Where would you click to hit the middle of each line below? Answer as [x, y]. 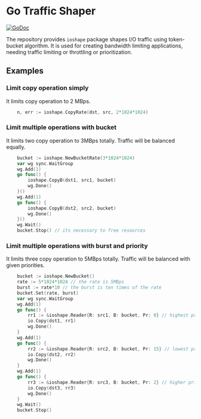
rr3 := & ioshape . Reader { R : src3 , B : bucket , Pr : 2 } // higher [107, 382]
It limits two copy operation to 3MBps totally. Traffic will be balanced [91, 140]
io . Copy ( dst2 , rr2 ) [52, 354]
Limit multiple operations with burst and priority [77, 246]
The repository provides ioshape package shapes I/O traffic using [87, 39]
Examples [25, 71]
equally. [16, 147]
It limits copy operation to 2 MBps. [48, 101]
